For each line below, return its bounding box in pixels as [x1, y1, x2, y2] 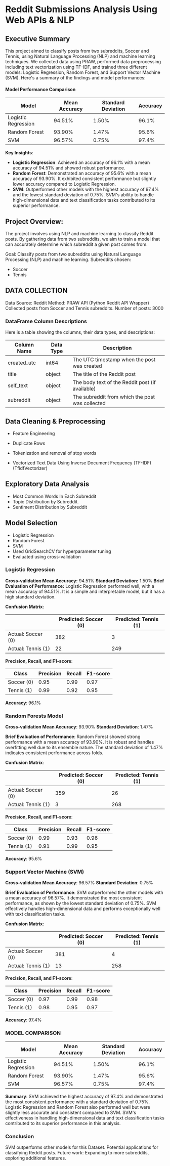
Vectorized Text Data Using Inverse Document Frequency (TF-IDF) [12, 459, 152, 466]
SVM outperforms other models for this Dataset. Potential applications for [5, 1144, 158, 1150]
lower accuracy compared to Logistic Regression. [12, 181, 116, 187]
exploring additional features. [5, 1155, 67, 1161]
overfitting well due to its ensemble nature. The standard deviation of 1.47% [5, 745, 163, 751]
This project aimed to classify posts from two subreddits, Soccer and [5, 48, 149, 54]
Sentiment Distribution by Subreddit [12, 504, 88, 510]
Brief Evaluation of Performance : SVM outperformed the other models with [5, 889, 163, 896]
